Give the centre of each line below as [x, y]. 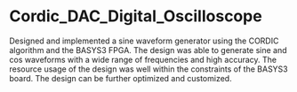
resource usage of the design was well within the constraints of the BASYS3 [148, 69]
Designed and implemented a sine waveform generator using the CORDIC [144, 41]
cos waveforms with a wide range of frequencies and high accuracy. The [143, 59]
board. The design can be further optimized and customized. [121, 78]
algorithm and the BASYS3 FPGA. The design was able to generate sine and [148, 50]
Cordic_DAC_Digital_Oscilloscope [136, 16]
